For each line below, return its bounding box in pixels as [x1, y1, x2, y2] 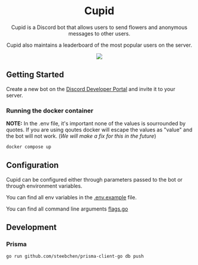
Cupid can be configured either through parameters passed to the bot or [6, 176, 183, 183]
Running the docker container [6, 106, 93, 115]
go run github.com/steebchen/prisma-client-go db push [6, 253, 144, 260]
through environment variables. [6, 182, 83, 189]
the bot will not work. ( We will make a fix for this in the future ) [6, 132, 157, 140]
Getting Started [6, 70, 64, 80]
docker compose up [6, 144, 51, 150]
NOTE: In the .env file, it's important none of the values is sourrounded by [6, 120, 186, 127]
